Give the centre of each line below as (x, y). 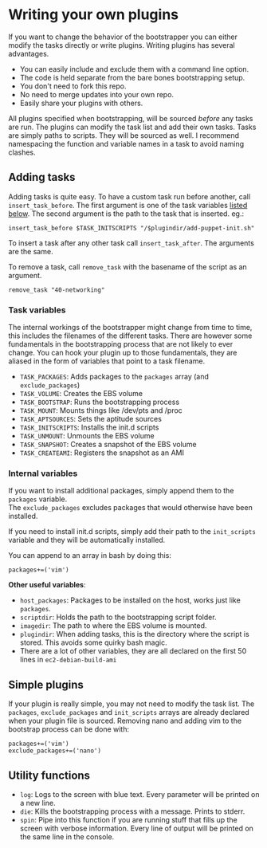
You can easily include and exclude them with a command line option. (134, 69)
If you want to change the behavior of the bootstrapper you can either (123, 37)
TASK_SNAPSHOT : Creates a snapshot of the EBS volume (108, 445)
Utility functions (49, 775)
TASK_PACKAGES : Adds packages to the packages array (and (114, 377)
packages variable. (38, 499)
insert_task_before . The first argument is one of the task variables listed (128, 205)
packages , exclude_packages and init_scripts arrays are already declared (129, 713)
